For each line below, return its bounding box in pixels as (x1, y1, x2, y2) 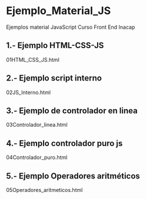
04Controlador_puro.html (6, 154, 68, 161)
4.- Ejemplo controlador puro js (6, 138, 123, 148)
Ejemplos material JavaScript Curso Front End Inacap (6, 23, 135, 31)
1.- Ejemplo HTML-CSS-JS (6, 41, 104, 50)
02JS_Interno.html (6, 89, 51, 96)
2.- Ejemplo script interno (6, 73, 102, 83)
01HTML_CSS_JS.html (6, 56, 60, 63)
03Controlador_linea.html (6, 122, 68, 129)
